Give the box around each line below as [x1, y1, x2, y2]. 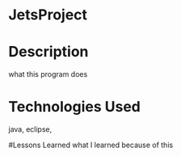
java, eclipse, [8, 124, 53, 134]
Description [8, 43, 89, 61]
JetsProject [8, 6, 87, 24]
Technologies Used [8, 98, 141, 116]
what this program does [8, 70, 88, 79]
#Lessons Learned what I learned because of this [8, 140, 174, 150]
